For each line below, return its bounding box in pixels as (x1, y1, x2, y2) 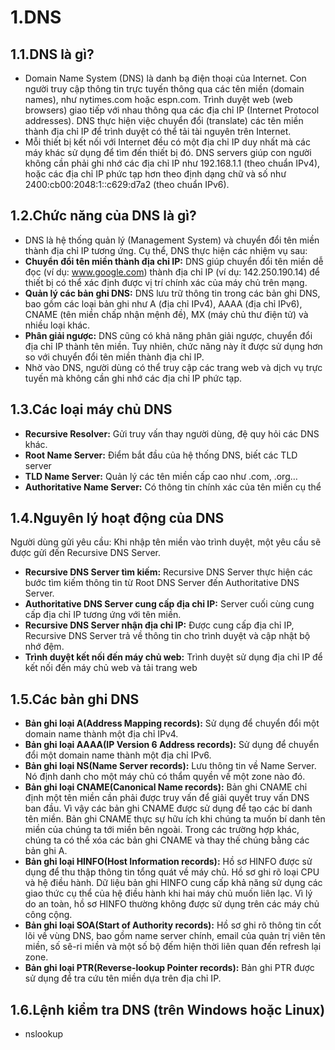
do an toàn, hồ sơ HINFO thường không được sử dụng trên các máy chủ (24, 898, 320, 910)
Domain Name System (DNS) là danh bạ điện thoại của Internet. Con (24, 72, 307, 84)
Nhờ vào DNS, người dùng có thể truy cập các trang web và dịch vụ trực (24, 361, 323, 373)
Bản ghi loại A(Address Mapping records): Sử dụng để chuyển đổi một (24, 717, 320, 730)
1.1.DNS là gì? (10, 46, 95, 63)
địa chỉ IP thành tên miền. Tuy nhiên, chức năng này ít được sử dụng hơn (24, 340, 323, 352)
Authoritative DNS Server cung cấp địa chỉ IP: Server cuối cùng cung (24, 598, 315, 610)
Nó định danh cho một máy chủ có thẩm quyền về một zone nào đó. (24, 771, 306, 783)
